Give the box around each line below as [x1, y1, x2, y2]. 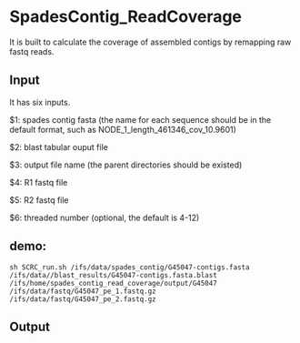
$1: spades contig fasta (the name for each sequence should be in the [9, 114, 272, 125]
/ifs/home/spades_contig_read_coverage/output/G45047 [9, 278, 218, 288]
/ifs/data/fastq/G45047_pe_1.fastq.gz [9, 287, 156, 296]
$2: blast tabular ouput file [9, 141, 109, 152]
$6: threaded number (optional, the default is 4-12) [9, 212, 200, 223]
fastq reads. [9, 45, 55, 56]
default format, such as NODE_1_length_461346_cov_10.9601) [9, 124, 236, 135]
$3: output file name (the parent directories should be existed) [9, 159, 243, 170]
